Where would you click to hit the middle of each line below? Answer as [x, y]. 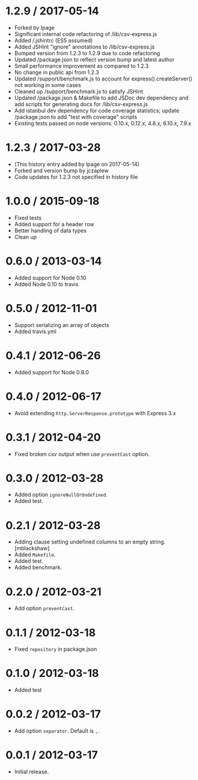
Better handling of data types [50, 230]
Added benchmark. [38, 568]
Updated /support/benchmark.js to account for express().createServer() [103, 79]
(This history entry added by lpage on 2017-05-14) [77, 164]
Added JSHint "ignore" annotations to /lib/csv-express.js [84, 47]
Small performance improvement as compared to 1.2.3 [81, 66]
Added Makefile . [35, 555]
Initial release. [31, 772]
